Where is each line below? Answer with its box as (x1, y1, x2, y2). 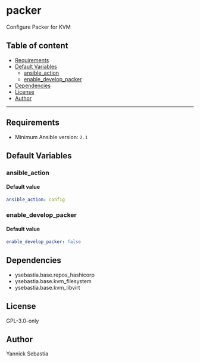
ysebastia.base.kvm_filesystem (14, 277, 92, 284)
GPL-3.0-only (6, 317, 39, 324)
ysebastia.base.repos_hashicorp (14, 271, 95, 278)
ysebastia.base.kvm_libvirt (14, 284, 80, 291)
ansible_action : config (6, 197, 65, 203)
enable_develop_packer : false (6, 239, 82, 245)
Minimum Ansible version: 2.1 (14, 133, 88, 140)
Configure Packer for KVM (6, 23, 71, 30)
